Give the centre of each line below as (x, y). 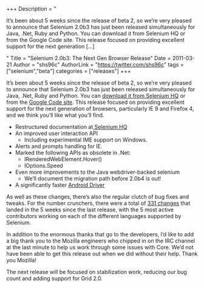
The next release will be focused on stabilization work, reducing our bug (97, 272)
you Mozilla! (21, 260)
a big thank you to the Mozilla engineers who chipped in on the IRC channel (101, 241)
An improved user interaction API (56, 133)
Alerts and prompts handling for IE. (59, 146)
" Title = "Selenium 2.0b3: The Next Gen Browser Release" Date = (89, 58)
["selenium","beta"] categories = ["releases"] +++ (69, 71)
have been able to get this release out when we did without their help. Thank (102, 254)
